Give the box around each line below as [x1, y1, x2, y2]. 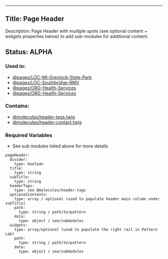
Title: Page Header [5, 14, 64, 23]
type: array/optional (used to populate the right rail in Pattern [14, 227, 157, 232]
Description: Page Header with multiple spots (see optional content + [5, 28, 147, 34]
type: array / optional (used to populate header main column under [14, 196, 160, 201]
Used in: [5, 63, 26, 70]
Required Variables [5, 131, 52, 138]
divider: [9, 157, 28, 162]
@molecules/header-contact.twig [12, 119, 82, 125]
